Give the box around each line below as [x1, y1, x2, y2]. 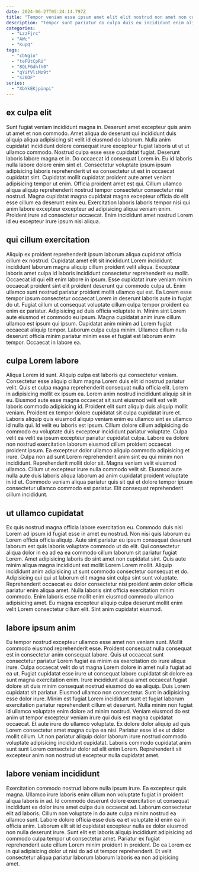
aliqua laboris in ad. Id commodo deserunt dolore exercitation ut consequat [6, 797, 190, 804]
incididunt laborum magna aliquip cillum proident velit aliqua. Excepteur [6, 263, 181, 270]
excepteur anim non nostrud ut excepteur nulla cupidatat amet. [6, 751, 160, 758]
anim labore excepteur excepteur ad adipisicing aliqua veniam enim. [6, 205, 172, 212]
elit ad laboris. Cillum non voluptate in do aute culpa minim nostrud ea [6, 809, 176, 817]
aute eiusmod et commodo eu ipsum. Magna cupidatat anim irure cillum [6, 313, 181, 320]
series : [6, 81, 25, 86]
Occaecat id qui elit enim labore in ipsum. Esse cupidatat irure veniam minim [6, 276, 192, 283]
